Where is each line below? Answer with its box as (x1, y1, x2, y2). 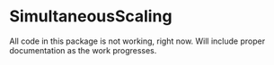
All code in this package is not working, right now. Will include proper (9, 36, 266, 46)
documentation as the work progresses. (9, 45, 157, 55)
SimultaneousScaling (9, 6, 172, 27)
